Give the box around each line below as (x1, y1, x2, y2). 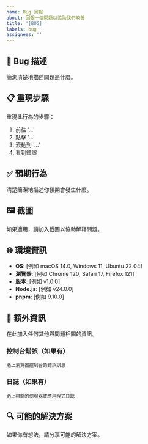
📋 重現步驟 (6, 93, 50, 103)
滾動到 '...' (15, 141, 40, 149)
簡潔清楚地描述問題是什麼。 (6, 73, 76, 80)
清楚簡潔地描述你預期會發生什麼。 (6, 186, 92, 193)
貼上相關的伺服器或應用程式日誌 (6, 393, 75, 399)
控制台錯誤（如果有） (6, 347, 69, 355)
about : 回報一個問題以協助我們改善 (6, 15, 85, 21)
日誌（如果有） (6, 377, 51, 386)
